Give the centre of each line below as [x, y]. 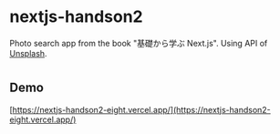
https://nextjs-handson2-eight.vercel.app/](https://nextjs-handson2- [141, 109]
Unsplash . [28, 53]
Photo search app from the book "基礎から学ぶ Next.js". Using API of [139, 43]
